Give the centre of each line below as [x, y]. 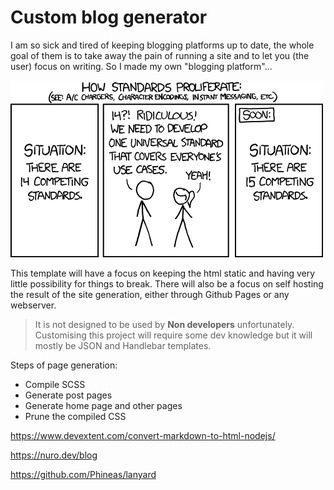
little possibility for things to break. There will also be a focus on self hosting [167, 283]
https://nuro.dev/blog [54, 455]
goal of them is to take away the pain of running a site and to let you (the [160, 55]
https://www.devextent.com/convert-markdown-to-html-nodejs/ [143, 435]
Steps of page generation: [64, 365]
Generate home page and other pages [103, 405]
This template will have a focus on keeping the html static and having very [163, 273]
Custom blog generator [109, 17]
